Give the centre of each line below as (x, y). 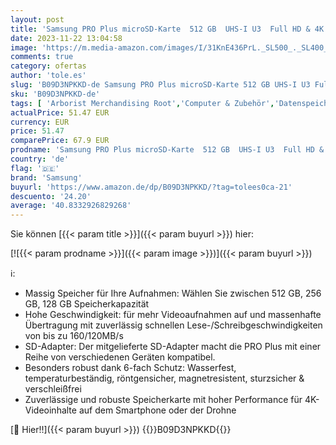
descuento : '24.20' (51, 196)
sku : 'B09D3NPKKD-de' (55, 94)
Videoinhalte (50, 410)
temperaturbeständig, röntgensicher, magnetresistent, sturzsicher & (164, 378)
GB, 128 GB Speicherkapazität (87, 304)
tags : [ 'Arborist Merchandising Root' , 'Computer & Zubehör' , (142, 103)
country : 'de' (40, 159)
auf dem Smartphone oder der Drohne (157, 410)
